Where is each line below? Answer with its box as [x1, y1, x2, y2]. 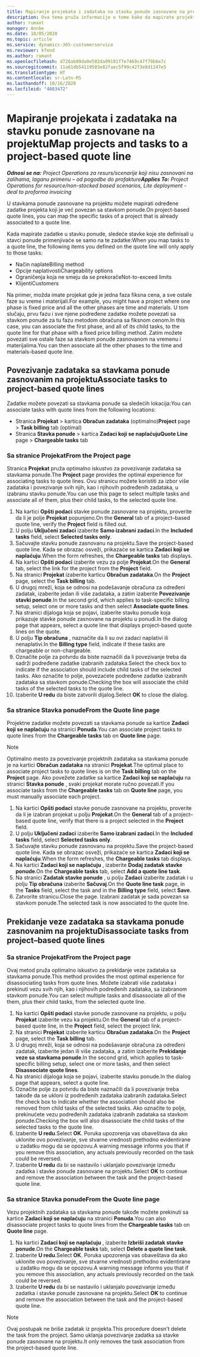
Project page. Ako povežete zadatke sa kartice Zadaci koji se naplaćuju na [7, 774, 191, 781]
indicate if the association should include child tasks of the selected [15, 665, 182, 673]
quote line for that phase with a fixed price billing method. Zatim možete [7, 329, 183, 336]
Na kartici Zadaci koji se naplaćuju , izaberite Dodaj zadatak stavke [15, 862, 183, 869]
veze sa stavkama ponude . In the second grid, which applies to [15, 1054, 170, 1061]
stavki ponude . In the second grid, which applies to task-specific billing [15, 596, 189, 604]
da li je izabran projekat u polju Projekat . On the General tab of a [15, 811, 172, 818]
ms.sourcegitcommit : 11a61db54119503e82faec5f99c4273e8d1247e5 [7, 64, 167, 70]
